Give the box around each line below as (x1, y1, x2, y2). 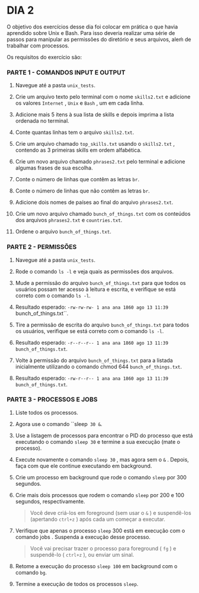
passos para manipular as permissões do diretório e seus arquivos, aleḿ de (7, 36, 191, 43)
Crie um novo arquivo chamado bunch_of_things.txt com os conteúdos (15, 210, 191, 217)
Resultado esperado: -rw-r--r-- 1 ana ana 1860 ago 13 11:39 (15, 374, 168, 382)
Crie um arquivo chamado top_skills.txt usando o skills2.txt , (15, 140, 175, 148)
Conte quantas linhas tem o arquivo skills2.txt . (15, 129, 134, 136)
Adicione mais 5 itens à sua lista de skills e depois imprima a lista (15, 111, 174, 118)
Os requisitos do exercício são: (7, 53, 82, 60)
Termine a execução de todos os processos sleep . (15, 580, 139, 587)
